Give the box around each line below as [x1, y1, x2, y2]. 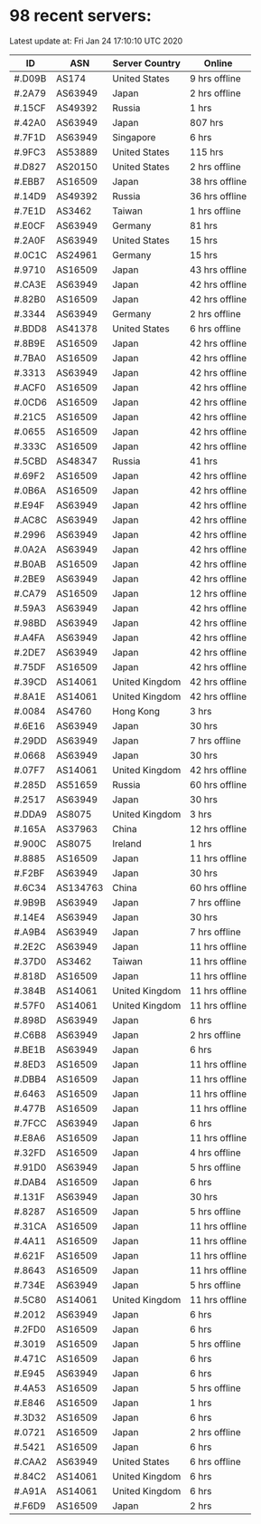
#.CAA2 [14, 1455, 48, 1468]
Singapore [112, 130, 156, 143]
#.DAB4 [14, 1175, 47, 1188]
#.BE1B [14, 1043, 46, 1056]
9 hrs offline [189, 72, 241, 84]
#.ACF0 [14, 381, 47, 394]
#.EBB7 [14, 175, 46, 187]
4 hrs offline [189, 1146, 241, 1159]
